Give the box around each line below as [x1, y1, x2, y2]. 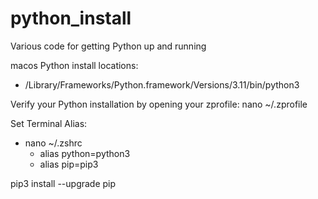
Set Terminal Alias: [10, 117, 88, 129]
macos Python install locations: [10, 59, 139, 71]
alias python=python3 [39, 147, 131, 159]
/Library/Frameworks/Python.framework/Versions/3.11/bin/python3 [24, 78, 300, 91]
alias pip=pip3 [39, 158, 99, 170]
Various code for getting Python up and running [10, 40, 207, 52]
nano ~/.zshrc [24, 137, 83, 149]
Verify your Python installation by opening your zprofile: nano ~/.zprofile [10, 98, 308, 110]
